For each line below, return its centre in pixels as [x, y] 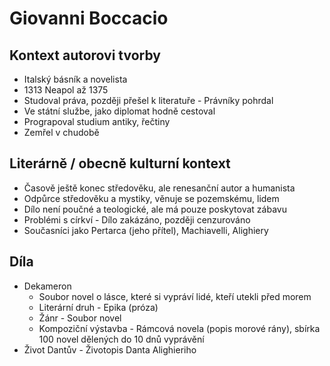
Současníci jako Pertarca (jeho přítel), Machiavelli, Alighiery [146, 230]
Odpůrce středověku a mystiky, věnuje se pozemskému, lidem [151, 198]
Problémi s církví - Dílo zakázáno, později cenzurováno [137, 219]
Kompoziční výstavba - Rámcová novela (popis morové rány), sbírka [179, 328]
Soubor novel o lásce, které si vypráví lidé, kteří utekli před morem [175, 296]
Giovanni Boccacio [89, 18]
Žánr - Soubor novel [80, 318]
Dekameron [47, 286]
